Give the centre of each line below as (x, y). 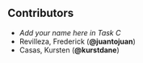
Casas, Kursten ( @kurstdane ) (69, 50)
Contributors (41, 13)
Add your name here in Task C (70, 32)
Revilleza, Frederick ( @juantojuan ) (77, 41)
